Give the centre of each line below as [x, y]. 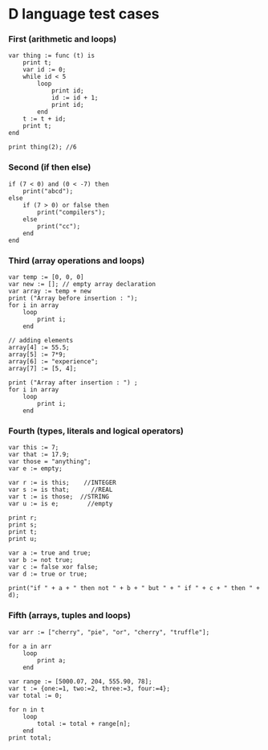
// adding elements [41, 341]
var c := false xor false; [53, 568]
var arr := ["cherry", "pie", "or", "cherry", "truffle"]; [109, 632]
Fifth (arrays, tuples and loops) [69, 616]
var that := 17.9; [39, 455]
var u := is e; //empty [61, 504]
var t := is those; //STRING [59, 497]
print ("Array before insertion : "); [73, 298]
